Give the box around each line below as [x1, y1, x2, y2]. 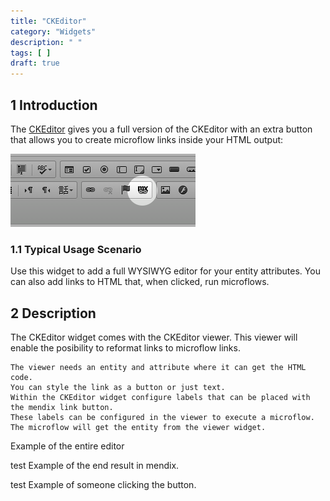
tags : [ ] [10, 48, 52, 58]
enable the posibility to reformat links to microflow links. [10, 342, 241, 354]
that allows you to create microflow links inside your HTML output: [10, 133, 284, 145]
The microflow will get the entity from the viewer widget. [10, 423, 267, 433]
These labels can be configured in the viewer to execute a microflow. [10, 413, 315, 423]
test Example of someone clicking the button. [10, 479, 197, 491]
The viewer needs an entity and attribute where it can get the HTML [10, 363, 307, 373]
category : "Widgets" [10, 26, 97, 37]
